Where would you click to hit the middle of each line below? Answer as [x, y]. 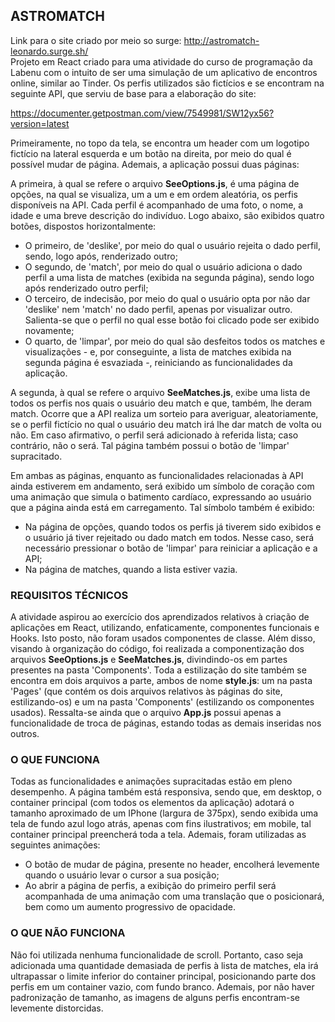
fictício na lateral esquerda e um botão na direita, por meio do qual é [151, 153]
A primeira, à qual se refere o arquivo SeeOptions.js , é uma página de [155, 183]
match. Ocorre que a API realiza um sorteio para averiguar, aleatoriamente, [164, 413]
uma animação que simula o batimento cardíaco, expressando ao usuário [161, 496]
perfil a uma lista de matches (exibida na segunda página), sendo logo [169, 277]
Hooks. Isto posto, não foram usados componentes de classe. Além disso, [163, 638]
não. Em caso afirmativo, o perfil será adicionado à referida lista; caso [154, 435]
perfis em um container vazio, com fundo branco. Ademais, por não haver [162, 986]
